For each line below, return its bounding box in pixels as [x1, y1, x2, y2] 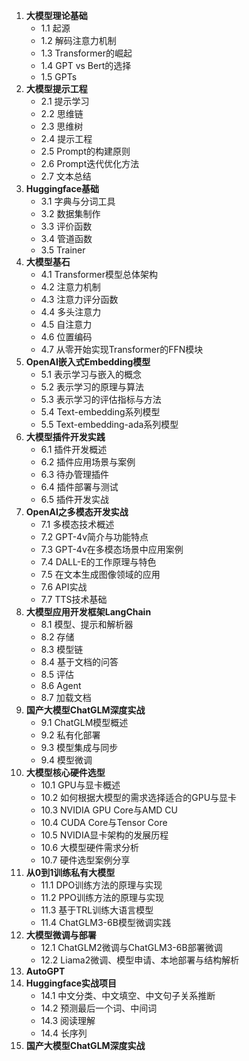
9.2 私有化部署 [40, 729, 101, 741]
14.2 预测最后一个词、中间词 [40, 1002, 158, 1014]
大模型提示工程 [25, 83, 88, 94]
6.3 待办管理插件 [40, 469, 110, 480]
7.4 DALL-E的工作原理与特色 [40, 556, 157, 568]
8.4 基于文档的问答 [40, 656, 119, 668]
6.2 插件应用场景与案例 [40, 456, 136, 468]
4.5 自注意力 [40, 319, 93, 330]
